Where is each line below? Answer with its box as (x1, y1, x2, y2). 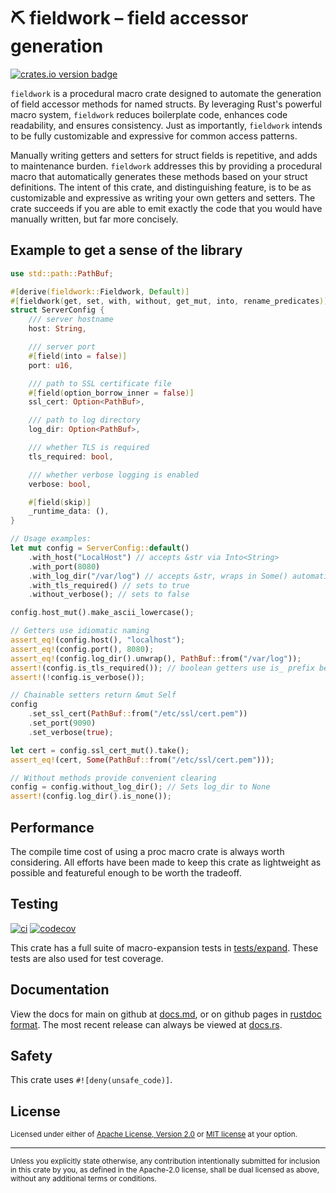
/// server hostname (28, 315, 114, 325)
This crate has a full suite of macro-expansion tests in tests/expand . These (10, 941, 319, 954)
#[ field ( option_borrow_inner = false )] (28, 388, 195, 398)
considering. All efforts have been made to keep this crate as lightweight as (10, 856, 322, 868)
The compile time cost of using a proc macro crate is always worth (10, 845, 285, 857)
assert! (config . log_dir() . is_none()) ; (10, 791, 172, 802)
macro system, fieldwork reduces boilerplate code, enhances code (10, 108, 288, 120)
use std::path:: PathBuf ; (10, 268, 114, 279)
